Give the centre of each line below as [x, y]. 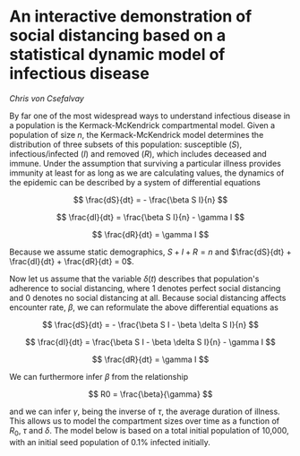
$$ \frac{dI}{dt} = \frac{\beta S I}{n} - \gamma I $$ [150, 217]
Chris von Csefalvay [47, 98]
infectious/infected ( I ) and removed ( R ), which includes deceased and [138, 153]
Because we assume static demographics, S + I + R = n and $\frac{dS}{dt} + [150, 252]
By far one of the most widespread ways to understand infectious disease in [150, 116]
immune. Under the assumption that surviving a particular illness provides [146, 163]
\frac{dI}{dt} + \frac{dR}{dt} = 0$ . [72, 261]
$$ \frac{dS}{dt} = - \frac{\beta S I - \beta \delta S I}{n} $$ [150, 324]
